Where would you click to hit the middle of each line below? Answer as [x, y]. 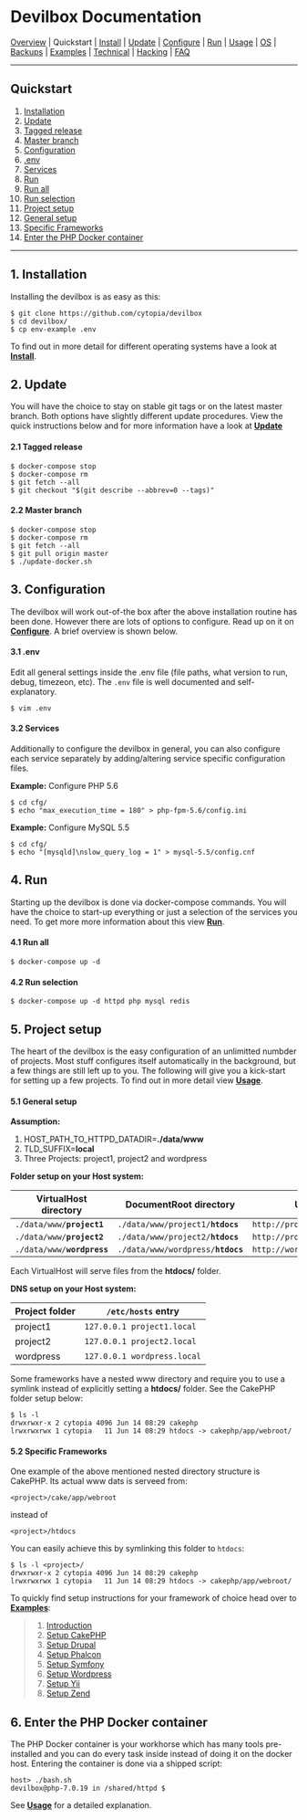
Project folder [46, 1311]
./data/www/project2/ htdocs [178, 1237]
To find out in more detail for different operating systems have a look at [143, 346]
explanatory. [34, 691]
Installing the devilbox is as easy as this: [86, 296]
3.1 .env [25, 652]
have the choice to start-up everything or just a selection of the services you [154, 911]
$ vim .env [31, 708]
